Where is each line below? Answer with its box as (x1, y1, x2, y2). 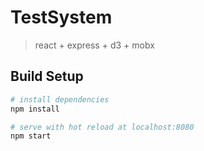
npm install (10, 104, 60, 114)
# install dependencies (10, 94, 110, 105)
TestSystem (10, 6, 113, 29)
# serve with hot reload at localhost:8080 (10, 122, 195, 132)
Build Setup (10, 68, 84, 85)
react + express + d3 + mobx (34, 39, 155, 51)
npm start (10, 131, 52, 141)
